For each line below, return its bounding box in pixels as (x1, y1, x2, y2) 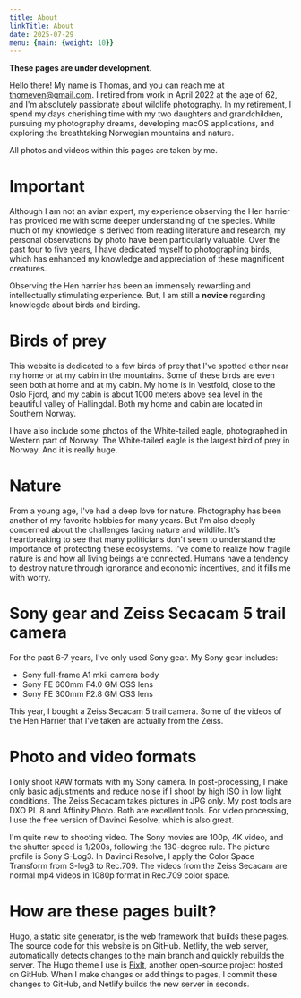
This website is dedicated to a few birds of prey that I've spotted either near (9, 360, 289, 372)
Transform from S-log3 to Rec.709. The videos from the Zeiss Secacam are (9, 860, 288, 871)
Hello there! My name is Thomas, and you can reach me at (9, 80, 226, 90)
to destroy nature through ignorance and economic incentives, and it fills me (9, 563, 291, 573)
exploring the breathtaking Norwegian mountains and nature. (9, 127, 235, 139)
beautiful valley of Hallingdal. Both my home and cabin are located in (9, 399, 263, 409)
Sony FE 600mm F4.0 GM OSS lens (21, 679, 154, 690)
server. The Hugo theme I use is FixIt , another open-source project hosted (9, 959, 284, 970)
